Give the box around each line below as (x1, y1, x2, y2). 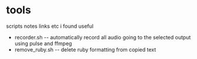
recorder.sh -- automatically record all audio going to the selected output (14, 34, 191, 40)
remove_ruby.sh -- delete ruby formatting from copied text (14, 46, 157, 53)
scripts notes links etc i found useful (6, 23, 94, 30)
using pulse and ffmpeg (14, 40, 72, 47)
